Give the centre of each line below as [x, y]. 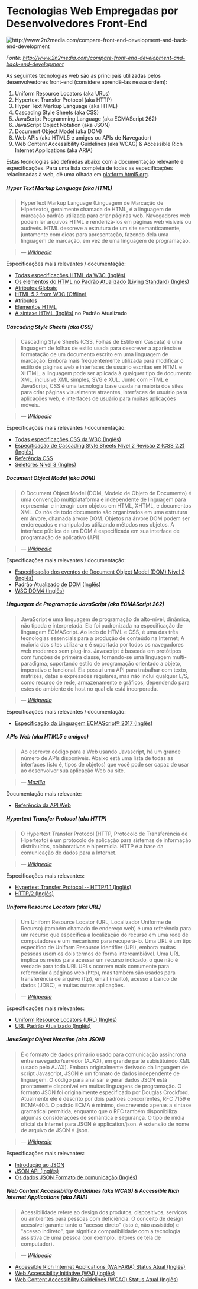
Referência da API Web [43, 805]
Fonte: [14, 58]
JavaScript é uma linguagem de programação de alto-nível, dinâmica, [105, 619]
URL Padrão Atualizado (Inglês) [53, 1026]
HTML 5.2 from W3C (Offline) [51, 294]
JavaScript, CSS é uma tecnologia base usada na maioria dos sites [102, 386]
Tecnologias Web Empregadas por [92, 11]
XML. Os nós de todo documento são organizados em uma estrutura [104, 512]
